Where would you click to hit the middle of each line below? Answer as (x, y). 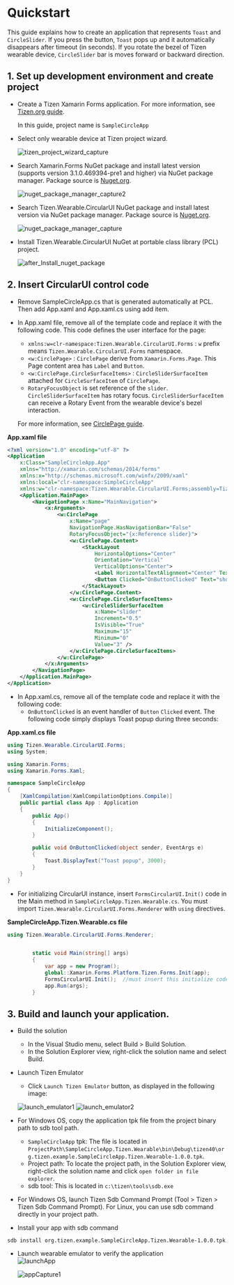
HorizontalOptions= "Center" (135, 554)
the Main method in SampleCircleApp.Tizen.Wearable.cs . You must (112, 901)
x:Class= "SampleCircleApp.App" (65, 463)
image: (37, 1094)
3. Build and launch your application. (88, 1014)
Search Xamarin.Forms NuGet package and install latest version (109, 165)
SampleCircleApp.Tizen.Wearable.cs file (68, 922)
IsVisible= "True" (119, 625)
